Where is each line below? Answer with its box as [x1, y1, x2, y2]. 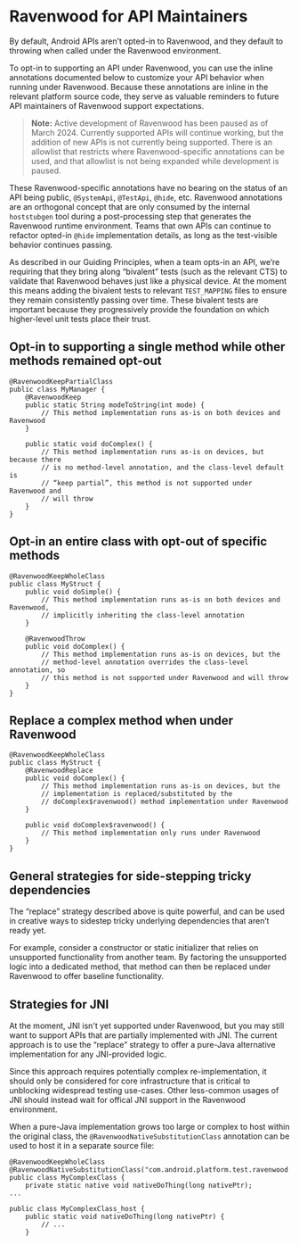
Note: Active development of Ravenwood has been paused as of [30, 118, 269, 129]
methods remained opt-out [9, 353, 162, 369]
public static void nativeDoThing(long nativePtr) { [25, 1212, 225, 1221]
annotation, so [9, 665, 66, 675]
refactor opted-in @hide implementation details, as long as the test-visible [9, 229, 278, 240]
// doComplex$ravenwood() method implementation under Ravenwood [41, 797, 289, 807]
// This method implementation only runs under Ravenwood [41, 828, 261, 838]
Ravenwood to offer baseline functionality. [9, 971, 165, 982]
